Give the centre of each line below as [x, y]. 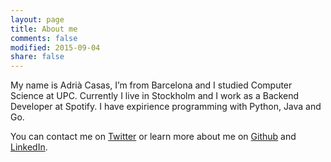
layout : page [37, 19]
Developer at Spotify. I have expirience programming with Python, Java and [166, 107]
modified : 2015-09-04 [55, 47]
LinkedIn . [29, 147]
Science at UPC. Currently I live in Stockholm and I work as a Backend [155, 96]
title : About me [44, 29]
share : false [37, 57]
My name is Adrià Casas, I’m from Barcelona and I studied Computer [151, 85]
